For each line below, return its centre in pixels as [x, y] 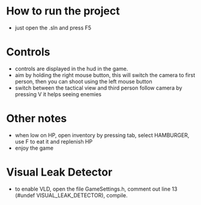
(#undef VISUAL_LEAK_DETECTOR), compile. [71, 195]
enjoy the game [34, 148]
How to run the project [63, 11]
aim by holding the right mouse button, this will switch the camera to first [105, 75]
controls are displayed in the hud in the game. [71, 69]
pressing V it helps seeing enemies [58, 94]
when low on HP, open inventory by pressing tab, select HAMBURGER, [102, 135]
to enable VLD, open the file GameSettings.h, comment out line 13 [96, 189]
